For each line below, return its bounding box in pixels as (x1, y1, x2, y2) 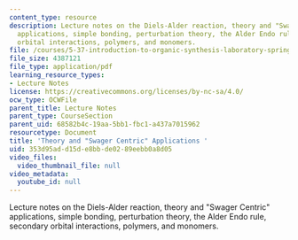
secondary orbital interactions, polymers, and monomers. (9, 221, 219, 231)
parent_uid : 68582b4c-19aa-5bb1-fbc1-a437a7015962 (9, 120, 200, 129)
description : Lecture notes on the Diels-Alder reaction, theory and (9, 21, 272, 30)
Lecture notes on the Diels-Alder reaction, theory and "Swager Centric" (9, 202, 271, 213)
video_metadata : (9, 169, 69, 178)
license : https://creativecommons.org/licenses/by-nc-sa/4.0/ (9, 87, 244, 96)
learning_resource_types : (9, 71, 105, 80)
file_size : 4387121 (9, 54, 82, 63)
